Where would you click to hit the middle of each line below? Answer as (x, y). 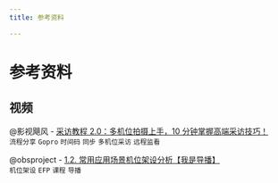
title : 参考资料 (37, 17)
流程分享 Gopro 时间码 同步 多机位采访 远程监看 (85, 142)
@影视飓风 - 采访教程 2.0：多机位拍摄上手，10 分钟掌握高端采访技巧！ (139, 131)
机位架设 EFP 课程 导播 (46, 171)
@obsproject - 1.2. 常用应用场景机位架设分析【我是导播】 (115, 159)
